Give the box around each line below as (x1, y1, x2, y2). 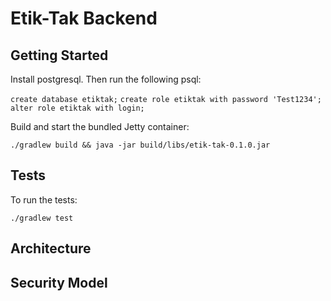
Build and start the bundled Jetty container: (10, 121, 190, 132)
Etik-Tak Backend (10, 7, 158, 30)
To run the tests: (10, 193, 78, 206)
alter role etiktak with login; (10, 103, 145, 113)
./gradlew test (10, 213, 74, 223)
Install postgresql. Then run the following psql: (10, 73, 202, 85)
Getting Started (10, 47, 109, 64)
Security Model (10, 274, 108, 291)
